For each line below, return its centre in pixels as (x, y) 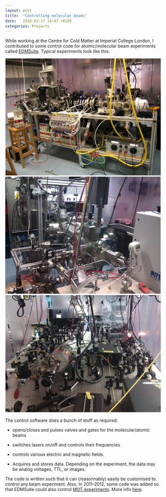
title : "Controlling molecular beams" (46, 16)
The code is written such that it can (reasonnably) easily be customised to (81, 479)
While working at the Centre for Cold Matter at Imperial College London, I (80, 41)
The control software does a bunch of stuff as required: (62, 420)
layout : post (19, 10)
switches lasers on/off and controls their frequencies (66, 445)
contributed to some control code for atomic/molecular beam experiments (81, 46)
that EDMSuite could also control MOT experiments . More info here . (74, 489)
